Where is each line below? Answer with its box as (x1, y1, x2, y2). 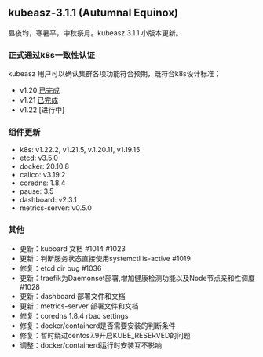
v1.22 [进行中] (19, 105, 65, 115)
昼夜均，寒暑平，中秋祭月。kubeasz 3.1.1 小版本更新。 (8, 27, 183, 38)
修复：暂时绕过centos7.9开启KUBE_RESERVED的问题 (19, 330, 191, 340)
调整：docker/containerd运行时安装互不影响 (19, 341, 163, 350)
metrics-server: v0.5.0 (19, 203, 93, 213)
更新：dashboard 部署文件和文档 (19, 291, 126, 301)
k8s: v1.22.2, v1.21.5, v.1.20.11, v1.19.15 (19, 145, 141, 155)
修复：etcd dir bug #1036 (19, 263, 102, 273)
